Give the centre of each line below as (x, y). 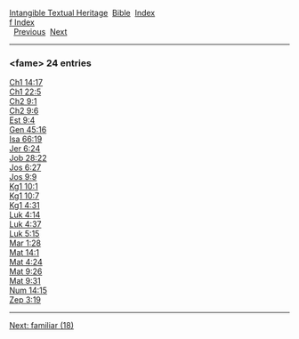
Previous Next (40, 32)
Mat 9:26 (26, 271)
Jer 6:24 (25, 149)
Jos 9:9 (23, 177)
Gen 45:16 (28, 130)
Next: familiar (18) (41, 326)
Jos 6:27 (25, 167)
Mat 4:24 (26, 262)
